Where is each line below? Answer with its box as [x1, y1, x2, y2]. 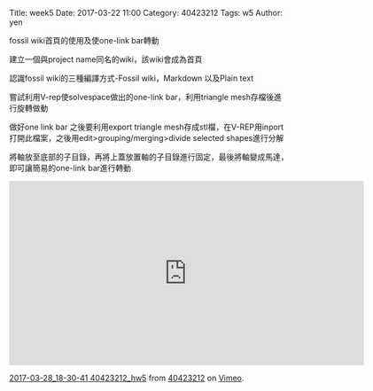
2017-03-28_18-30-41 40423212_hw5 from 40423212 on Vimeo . [9, 372, 245, 383]
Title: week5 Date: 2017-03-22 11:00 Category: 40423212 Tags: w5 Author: [9, 8, 284, 18]
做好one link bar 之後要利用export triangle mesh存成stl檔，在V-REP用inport [9, 121, 284, 132]
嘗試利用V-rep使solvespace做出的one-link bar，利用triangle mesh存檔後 [9, 92, 275, 102]
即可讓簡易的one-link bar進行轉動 [9, 163, 131, 173]
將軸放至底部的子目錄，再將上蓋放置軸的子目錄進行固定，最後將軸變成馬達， [9, 152, 289, 162]
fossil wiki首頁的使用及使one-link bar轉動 [9, 35, 159, 45]
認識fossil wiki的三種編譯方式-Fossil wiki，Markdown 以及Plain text [9, 73, 254, 83]
